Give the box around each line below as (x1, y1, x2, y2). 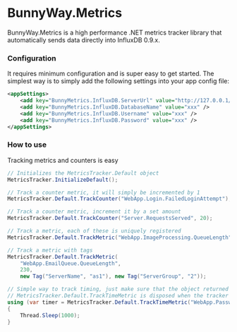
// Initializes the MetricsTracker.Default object (7, 169, 159, 177)
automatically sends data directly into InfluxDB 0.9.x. (7, 35, 160, 44)
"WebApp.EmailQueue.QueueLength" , (20, 259, 121, 267)
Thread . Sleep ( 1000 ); (20, 312, 80, 319)
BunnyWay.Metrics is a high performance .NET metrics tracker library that (7, 28, 222, 37)
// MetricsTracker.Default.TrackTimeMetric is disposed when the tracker (7, 293, 229, 300)
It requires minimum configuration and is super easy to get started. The (7, 69, 214, 78)
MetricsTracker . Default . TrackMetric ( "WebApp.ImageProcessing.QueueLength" (7, 234, 232, 241)
